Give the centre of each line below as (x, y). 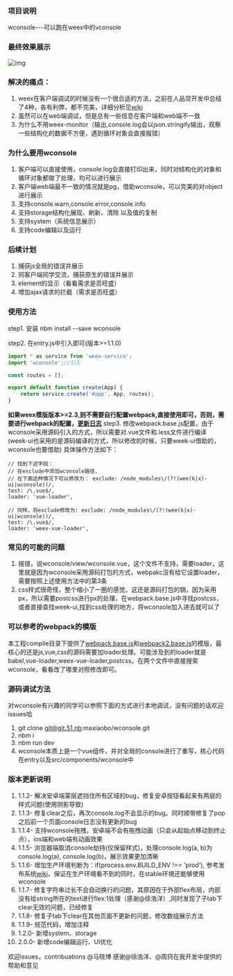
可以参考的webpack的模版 (52, 627)
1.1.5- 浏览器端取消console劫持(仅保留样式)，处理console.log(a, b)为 (115, 848)
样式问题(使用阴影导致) (51, 805)
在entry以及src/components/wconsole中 (76, 759)
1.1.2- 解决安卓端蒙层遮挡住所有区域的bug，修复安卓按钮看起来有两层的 (120, 796)
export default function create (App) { (66, 388)
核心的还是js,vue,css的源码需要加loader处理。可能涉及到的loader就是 (107, 652)
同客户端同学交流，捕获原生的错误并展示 (76, 275)
